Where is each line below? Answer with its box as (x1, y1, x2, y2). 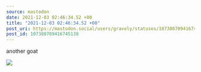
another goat (6, 47, 38, 55)
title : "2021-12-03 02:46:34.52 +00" (6, 20, 100, 26)
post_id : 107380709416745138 (6, 31, 79, 37)
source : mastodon (6, 8, 50, 15)
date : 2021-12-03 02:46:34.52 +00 (6, 14, 93, 20)
